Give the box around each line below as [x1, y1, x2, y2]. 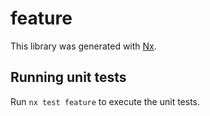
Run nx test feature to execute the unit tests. [10, 95, 201, 107]
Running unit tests [10, 69, 127, 86]
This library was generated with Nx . [10, 40, 157, 52]
